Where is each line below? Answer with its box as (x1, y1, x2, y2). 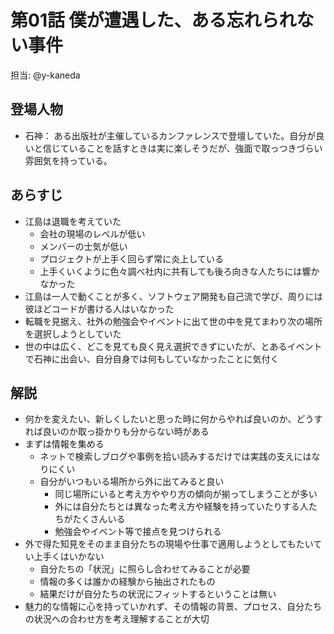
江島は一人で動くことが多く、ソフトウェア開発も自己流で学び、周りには (24, 290, 323, 302)
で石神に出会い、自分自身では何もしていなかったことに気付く (24, 352, 280, 365)
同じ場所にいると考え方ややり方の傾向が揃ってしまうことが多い (54, 488, 318, 500)
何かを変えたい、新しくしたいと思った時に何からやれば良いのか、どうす (24, 413, 323, 425)
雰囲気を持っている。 (24, 154, 113, 166)
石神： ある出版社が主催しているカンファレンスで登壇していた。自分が (24, 129, 317, 141)
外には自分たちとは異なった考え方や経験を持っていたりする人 (54, 501, 309, 513)
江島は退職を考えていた (24, 215, 122, 227)
